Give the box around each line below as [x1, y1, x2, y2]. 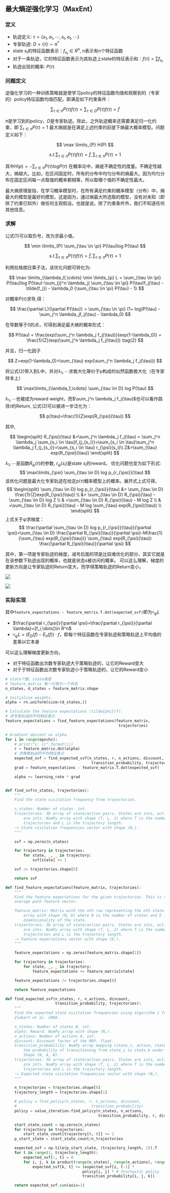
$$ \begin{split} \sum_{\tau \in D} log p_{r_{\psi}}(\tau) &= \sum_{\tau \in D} [7, 486, 163, 492]
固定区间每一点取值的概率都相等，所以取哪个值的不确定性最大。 [14, 177, 147, 183]
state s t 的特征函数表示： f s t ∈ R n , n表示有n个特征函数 [12, 47, 123, 56]
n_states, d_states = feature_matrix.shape [5, 686, 99, 691]
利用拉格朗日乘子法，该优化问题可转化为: [5, 264, 91, 270]
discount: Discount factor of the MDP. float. [14, 1038, 114, 1044]
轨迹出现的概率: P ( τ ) [12, 64, 55, 70]
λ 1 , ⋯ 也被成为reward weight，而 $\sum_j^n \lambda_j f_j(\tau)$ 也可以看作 [5, 396, 158, 403]
